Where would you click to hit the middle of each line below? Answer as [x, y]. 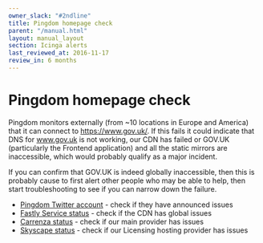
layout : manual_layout [46, 38]
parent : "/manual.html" [48, 30]
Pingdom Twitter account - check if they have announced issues [127, 205]
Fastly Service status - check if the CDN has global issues [116, 213]
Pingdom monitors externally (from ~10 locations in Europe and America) [129, 122]
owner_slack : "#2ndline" [50, 16]
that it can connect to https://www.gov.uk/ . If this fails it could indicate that [131, 131]
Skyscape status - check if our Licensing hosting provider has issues [134, 230]
